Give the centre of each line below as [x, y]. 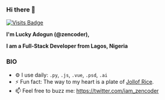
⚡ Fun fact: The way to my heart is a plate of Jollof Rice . [84, 81]
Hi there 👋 [21, 10]
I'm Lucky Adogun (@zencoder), [48, 34]
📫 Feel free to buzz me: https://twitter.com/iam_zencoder [87, 90]
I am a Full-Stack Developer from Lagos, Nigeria [67, 46]
